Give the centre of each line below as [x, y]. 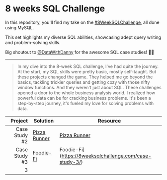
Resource [109, 120]
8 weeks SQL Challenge [55, 9]
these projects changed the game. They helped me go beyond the [85, 77]
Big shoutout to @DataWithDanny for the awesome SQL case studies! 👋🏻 [80, 52]
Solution [44, 120]
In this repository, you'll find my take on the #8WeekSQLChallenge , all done [83, 22]
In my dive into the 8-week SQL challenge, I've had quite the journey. [88, 66]
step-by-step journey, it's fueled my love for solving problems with [85, 103]
